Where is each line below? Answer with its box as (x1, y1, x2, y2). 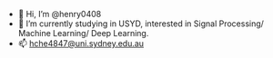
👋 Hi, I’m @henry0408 (17, 9, 102, 19)
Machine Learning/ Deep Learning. (17, 28, 149, 38)
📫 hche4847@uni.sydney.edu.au (17, 38, 144, 49)
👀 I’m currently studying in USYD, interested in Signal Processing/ (17, 18, 264, 29)
